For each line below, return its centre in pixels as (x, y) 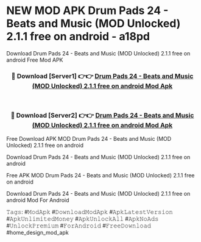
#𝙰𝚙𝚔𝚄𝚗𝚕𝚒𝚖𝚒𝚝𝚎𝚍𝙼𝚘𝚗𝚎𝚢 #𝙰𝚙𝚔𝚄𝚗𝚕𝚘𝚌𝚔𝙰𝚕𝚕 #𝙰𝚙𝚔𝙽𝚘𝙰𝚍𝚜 (83, 219)
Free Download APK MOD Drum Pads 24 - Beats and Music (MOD (89, 138)
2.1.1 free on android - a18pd (78, 37)
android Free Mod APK (35, 60)
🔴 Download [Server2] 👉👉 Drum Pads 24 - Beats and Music (102, 115)
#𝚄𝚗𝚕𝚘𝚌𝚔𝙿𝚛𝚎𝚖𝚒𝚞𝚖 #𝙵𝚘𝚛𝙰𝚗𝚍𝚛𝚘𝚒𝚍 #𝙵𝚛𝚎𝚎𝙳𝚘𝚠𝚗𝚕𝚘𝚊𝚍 (79, 226)
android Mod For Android (38, 200)
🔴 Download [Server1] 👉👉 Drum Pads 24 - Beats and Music (102, 76)
